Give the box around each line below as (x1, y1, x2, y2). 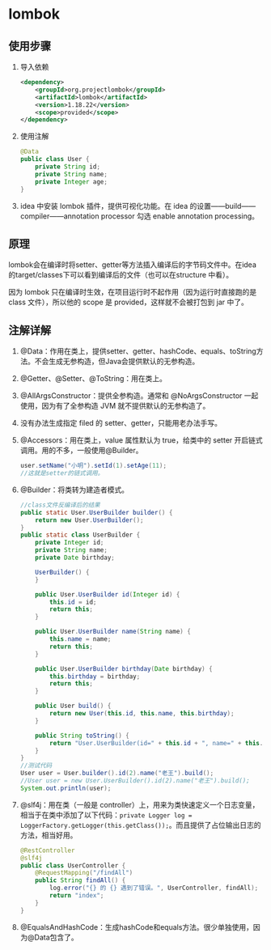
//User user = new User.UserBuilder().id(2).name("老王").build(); (19, 777, 251, 785)
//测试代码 (19, 761, 53, 770)
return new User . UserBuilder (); (35, 515, 144, 524)
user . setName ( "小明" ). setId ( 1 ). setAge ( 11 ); (19, 462, 167, 470)
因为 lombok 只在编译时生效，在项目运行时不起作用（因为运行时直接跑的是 (8, 287, 257, 297)
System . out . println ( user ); (19, 784, 112, 792)
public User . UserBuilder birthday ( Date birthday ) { (35, 664, 213, 672)
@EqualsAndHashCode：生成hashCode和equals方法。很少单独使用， (19, 922, 253, 931)
